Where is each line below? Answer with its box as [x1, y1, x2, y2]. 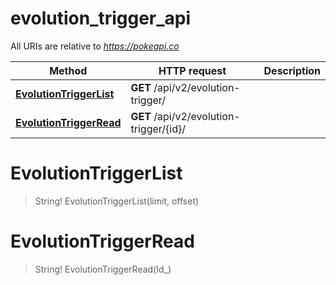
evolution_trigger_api [10, 7, 192, 30]
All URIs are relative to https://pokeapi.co [10, 40, 180, 52]
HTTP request [158, 63, 227, 77]
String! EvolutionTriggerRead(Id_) [34, 263, 172, 275]
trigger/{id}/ [130, 122, 186, 136]
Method [49, 63, 88, 77]
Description [263, 63, 321, 77]
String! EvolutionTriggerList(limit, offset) [34, 195, 200, 207]
